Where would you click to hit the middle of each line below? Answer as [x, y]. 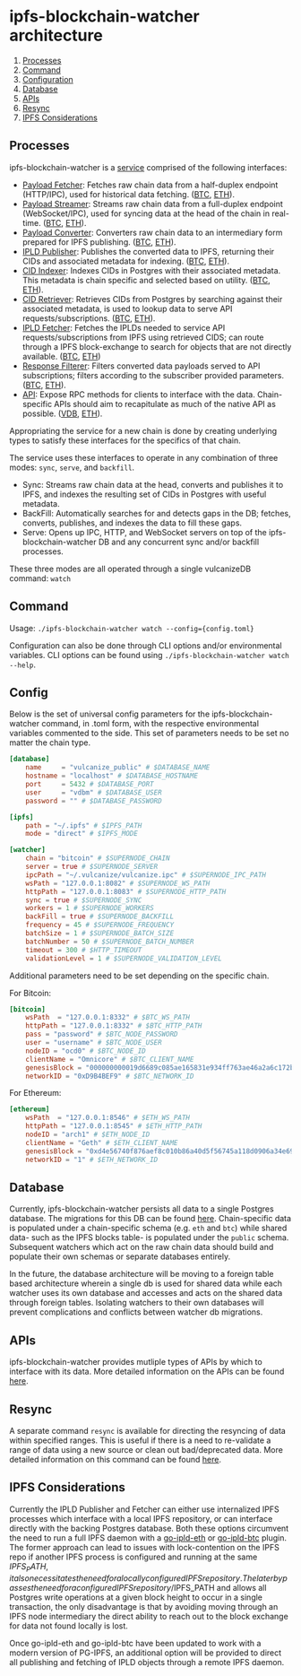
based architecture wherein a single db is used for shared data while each [146, 1283]
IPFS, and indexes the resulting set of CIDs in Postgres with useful [144, 494]
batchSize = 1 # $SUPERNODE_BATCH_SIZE [100, 934]
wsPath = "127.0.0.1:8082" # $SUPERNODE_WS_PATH [118, 883]
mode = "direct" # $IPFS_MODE [82, 834]
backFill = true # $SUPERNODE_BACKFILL [100, 916]
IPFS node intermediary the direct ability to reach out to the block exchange [149, 1616]
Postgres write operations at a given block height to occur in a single [136, 1597]
